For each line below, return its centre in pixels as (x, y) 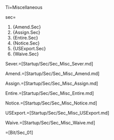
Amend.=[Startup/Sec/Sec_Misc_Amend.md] (52, 74)
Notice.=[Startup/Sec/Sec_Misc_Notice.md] (51, 103)
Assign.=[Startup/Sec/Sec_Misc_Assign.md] (52, 83)
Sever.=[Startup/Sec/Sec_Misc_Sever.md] (49, 64)
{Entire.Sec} (25, 38)
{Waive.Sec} (26, 54)
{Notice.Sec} (26, 43)
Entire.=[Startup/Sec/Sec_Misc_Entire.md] (50, 93)
